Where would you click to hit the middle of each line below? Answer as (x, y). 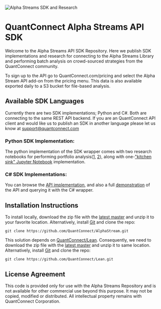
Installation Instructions (42, 205)
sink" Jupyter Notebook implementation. (45, 162)
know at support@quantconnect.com (42, 128)
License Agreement (35, 274)
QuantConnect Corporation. (33, 301)
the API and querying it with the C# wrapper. (49, 190)
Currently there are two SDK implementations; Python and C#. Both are (76, 113)
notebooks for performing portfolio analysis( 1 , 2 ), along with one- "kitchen (78, 157)
